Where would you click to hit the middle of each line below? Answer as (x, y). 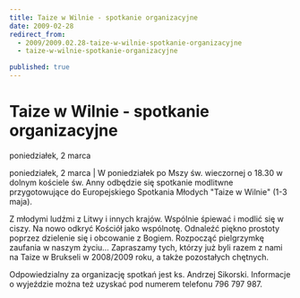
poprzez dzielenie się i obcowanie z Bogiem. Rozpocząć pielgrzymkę (137, 238)
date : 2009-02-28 (42, 26)
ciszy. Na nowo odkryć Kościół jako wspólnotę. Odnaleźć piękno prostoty (145, 228)
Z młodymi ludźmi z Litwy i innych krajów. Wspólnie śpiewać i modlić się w (147, 219)
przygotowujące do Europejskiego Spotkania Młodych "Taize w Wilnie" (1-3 (149, 192)
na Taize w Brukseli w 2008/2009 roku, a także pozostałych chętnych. (139, 257)
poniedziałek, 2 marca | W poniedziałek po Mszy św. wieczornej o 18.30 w (146, 172)
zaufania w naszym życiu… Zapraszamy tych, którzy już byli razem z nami (146, 247)
